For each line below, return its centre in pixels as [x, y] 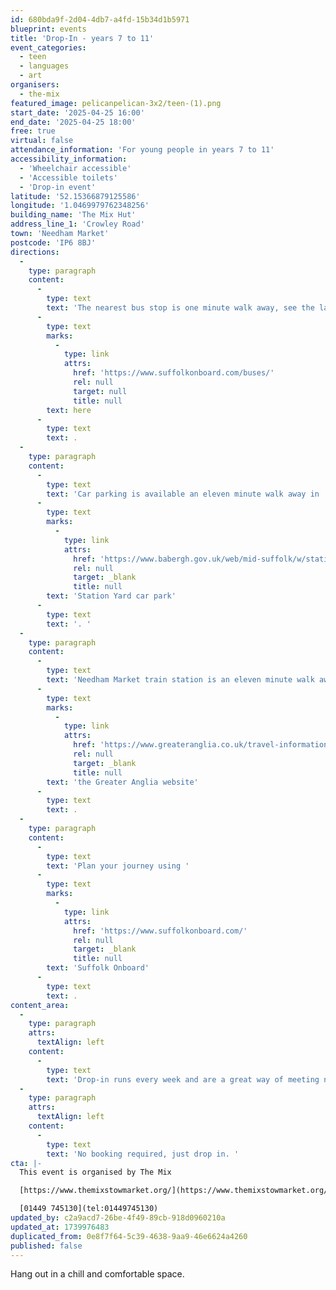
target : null [100, 391]
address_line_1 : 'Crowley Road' [77, 224]
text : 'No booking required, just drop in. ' [143, 1154]
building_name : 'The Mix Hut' [73, 215]
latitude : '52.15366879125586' [75, 196]
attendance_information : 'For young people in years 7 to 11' [142, 150]
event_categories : [48, 47]
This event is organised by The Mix [95, 1172]
